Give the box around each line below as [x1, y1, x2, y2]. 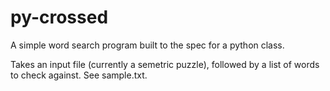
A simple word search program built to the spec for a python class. [10, 39, 285, 51]
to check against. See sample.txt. [10, 69, 148, 81]
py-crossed [10, 6, 109, 29]
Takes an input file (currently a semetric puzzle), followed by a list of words [10, 58, 320, 70]
